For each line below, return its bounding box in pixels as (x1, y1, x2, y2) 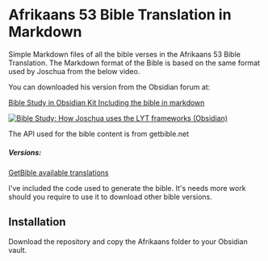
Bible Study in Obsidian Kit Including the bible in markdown (8, 97, 205, 107)
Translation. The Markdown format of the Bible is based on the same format (8, 58, 261, 68)
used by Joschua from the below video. (8, 66, 140, 76)
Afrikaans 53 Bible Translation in (8, 6, 232, 24)
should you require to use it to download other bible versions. (8, 192, 212, 201)
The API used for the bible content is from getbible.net (8, 129, 190, 139)
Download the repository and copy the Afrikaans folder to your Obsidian (8, 236, 248, 246)
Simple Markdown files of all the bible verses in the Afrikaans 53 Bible (8, 49, 241, 59)
